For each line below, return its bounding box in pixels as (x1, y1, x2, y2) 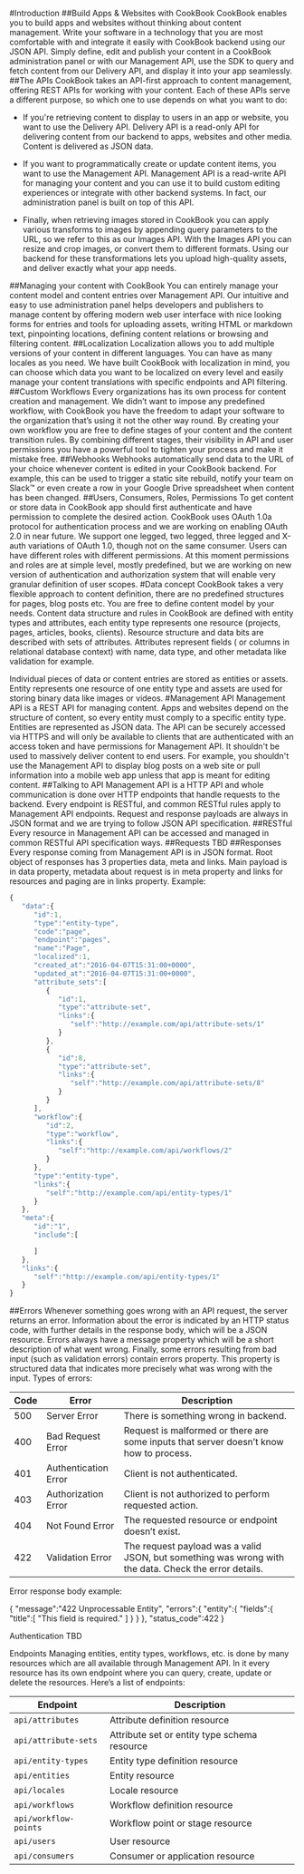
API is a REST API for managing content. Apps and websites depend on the (9, 703, 290, 713)
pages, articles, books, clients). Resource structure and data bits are (9, 627, 264, 637)
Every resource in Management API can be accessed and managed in (9, 828, 270, 838)
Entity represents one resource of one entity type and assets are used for (9, 684, 283, 694)
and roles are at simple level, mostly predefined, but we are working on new (9, 559, 292, 570)
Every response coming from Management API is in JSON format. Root (9, 847, 273, 858)
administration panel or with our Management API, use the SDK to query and (9, 56, 294, 66)
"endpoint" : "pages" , (33, 936, 111, 945)
